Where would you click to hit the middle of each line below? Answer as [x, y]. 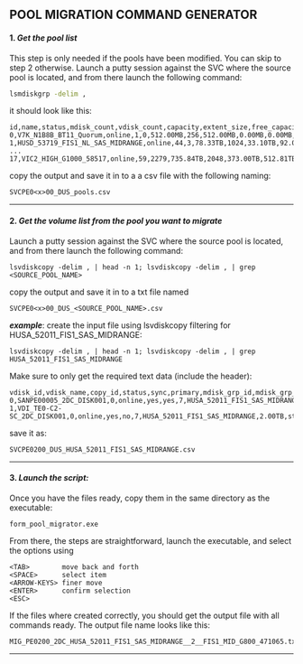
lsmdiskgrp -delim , [48, 94]
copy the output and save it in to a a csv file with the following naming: [140, 176]
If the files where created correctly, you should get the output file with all [144, 615]
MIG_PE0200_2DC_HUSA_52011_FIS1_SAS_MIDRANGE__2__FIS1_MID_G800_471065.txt [155, 641]
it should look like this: [50, 111]
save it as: [28, 433]
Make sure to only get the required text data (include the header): [131, 376]
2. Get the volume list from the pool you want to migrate [116, 221]
